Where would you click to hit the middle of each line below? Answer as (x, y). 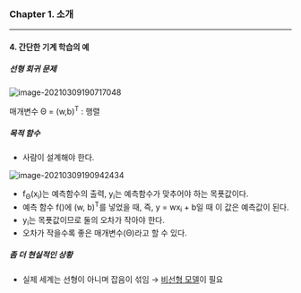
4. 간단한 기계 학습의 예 (49, 47)
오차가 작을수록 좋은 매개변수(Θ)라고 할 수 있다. (105, 233)
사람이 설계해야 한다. (58, 158)
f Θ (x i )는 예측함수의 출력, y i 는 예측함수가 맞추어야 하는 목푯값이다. (135, 195)
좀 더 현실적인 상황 (41, 255)
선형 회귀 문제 (33, 69)
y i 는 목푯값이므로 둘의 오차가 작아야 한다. (94, 221)
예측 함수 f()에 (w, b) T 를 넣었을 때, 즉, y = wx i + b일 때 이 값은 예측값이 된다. (155, 207)
